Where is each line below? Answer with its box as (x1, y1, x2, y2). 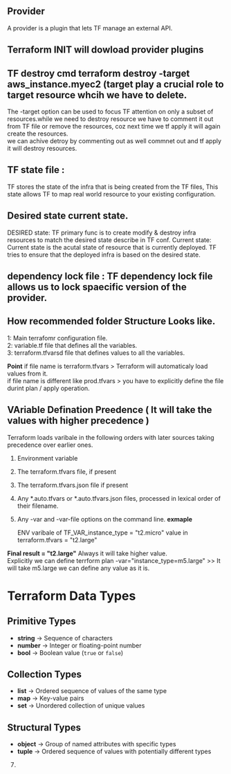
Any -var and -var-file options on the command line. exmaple (17, 515, 192, 523)
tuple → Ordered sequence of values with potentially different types (17, 747, 212, 756)
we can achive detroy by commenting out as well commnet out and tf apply (7, 137, 222, 145)
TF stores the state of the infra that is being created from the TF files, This (7, 183, 219, 191)
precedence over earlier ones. (7, 441, 93, 449)
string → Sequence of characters (17, 634, 113, 642)
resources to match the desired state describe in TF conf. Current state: (7, 235, 212, 244)
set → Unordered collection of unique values (17, 701, 145, 710)
